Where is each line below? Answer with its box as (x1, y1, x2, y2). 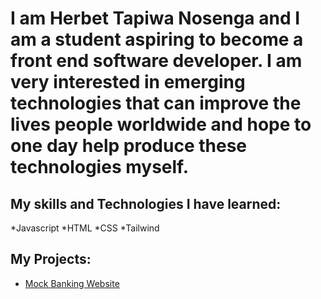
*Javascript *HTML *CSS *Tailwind (10, 222, 160, 234)
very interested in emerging (10, 71, 246, 94)
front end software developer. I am (10, 50, 303, 72)
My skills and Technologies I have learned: (10, 195, 282, 212)
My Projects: (10, 251, 92, 268)
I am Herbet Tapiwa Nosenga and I (10, 7, 301, 30)
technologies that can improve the (10, 92, 302, 115)
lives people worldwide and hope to (10, 113, 312, 136)
